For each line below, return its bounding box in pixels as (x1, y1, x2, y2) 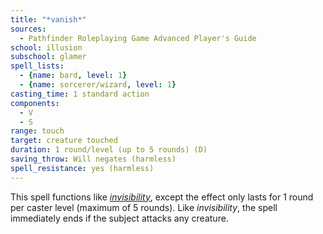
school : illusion (10, 42, 83, 53)
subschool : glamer (10, 52, 87, 62)
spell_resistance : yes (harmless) (10, 163, 155, 173)
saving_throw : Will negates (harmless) (10, 154, 177, 164)
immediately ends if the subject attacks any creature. (10, 212, 229, 224)
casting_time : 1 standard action (10, 89, 150, 99)
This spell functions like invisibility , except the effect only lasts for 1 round (10, 191, 314, 203)
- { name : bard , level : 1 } (19, 71, 128, 81)
